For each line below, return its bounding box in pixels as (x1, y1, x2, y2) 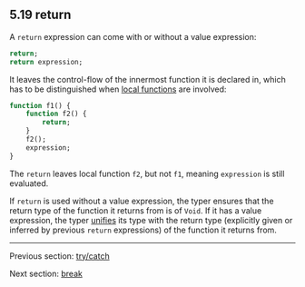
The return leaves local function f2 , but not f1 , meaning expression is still (9, 168, 285, 179)
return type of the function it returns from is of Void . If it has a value (9, 204, 262, 216)
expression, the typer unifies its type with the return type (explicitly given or (9, 214, 293, 225)
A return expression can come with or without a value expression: (9, 31, 257, 42)
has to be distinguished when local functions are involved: (9, 84, 227, 94)
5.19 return (9, 7, 72, 23)
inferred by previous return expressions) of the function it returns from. (9, 224, 277, 235)
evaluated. (9, 177, 49, 189)
